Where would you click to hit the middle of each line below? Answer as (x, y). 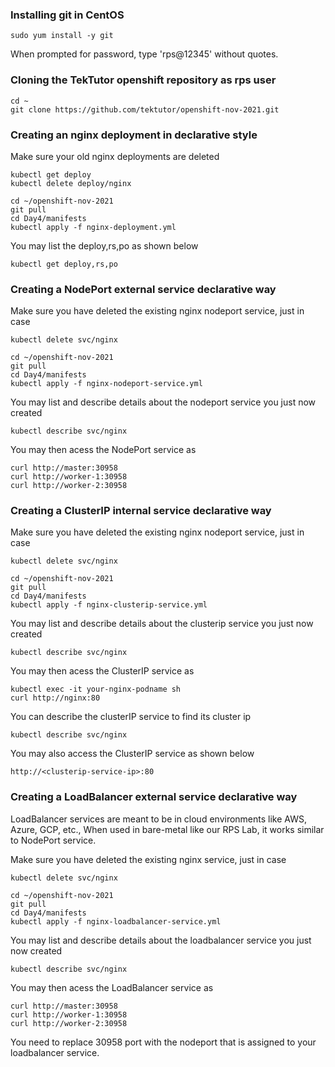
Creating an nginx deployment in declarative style (134, 135)
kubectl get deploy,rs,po (64, 264)
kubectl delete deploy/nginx (71, 183)
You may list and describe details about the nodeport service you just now (163, 402)
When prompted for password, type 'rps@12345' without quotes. (144, 54)
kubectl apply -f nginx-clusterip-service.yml (109, 605)
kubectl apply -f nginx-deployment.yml (93, 227)
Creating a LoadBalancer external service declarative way (154, 797)
